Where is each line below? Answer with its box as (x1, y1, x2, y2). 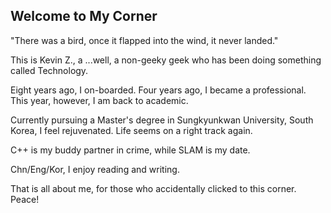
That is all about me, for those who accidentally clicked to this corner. (10, 182, 297, 194)
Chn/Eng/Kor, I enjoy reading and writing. (10, 163, 180, 175)
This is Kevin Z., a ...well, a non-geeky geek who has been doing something (10, 54, 322, 66)
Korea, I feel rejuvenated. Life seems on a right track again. (10, 124, 253, 136)
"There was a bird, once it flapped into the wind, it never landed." (10, 34, 279, 46)
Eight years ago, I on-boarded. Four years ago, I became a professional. (10, 84, 307, 96)
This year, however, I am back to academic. (10, 94, 189, 106)
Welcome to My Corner (10, 8, 158, 25)
